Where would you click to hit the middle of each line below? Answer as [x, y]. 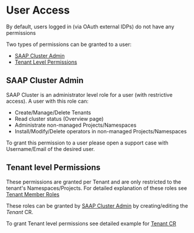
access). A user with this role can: [47, 101]
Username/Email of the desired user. [51, 149]
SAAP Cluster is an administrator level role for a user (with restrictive [89, 94]
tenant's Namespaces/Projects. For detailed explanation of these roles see [97, 188]
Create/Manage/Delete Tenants [53, 112]
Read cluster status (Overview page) [59, 119]
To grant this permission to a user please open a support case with [87, 143]
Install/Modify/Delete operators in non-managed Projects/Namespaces [101, 131]
